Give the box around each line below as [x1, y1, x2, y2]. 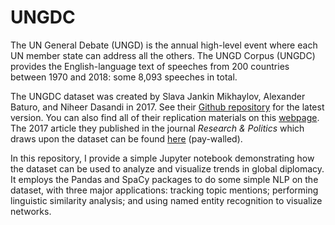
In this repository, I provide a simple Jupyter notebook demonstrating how [10, 152, 315, 164]
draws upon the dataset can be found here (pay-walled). [10, 132, 243, 145]
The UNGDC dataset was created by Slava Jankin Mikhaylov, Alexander [10, 90, 306, 102]
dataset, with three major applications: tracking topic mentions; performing [10, 184, 319, 196]
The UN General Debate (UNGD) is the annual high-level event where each [10, 39, 318, 51]
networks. [10, 205, 52, 217]
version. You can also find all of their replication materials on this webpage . [10, 111, 320, 123]
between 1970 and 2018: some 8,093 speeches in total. [10, 71, 238, 83]
